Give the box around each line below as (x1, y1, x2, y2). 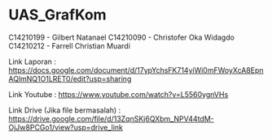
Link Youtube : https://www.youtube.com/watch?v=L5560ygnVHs (8, 89, 229, 99)
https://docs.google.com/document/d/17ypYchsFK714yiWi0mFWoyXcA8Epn (8, 65, 264, 74)
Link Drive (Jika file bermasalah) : (8, 105, 121, 115)
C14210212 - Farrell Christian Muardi (8, 40, 130, 50)
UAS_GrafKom (8, 6, 107, 24)
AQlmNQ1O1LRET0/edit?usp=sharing (8, 74, 132, 83)
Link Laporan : (8, 57, 57, 66)
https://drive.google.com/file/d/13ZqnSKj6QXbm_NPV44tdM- (8, 113, 214, 123)
